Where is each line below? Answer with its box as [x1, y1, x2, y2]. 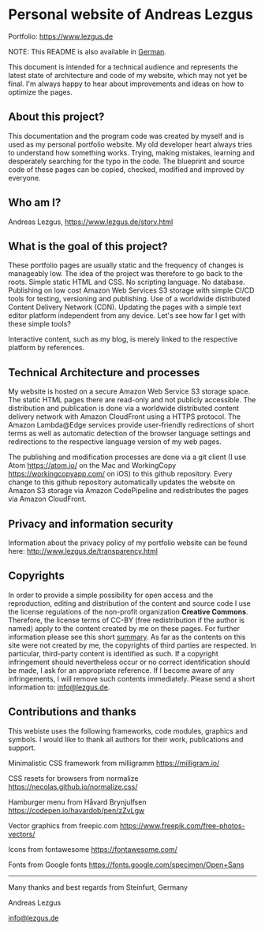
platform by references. [8, 343, 85, 353]
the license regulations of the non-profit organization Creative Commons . [8, 607, 248, 616]
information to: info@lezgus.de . [8, 682, 110, 692]
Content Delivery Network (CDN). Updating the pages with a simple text [8, 302, 242, 312]
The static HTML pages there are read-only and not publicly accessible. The [8, 395, 256, 405]
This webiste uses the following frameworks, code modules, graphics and [8, 726, 248, 735]
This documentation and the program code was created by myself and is [8, 131, 244, 140]
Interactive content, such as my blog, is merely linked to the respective [8, 334, 238, 344]
